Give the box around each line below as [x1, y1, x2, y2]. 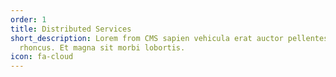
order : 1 [10, 14, 47, 25]
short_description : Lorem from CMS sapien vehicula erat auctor [10, 33, 284, 43]
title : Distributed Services [10, 24, 132, 34]
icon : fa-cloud [10, 52, 74, 62]
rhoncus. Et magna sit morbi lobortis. [19, 42, 186, 53]
